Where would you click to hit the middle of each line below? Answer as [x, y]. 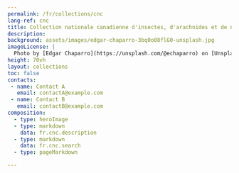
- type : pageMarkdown [46, 152]
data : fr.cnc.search [51, 146]
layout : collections [38, 67]
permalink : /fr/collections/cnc [55, 14]
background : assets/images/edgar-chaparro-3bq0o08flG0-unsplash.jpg [111, 40]
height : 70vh [27, 60]
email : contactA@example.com [60, 93]
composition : [27, 113]
